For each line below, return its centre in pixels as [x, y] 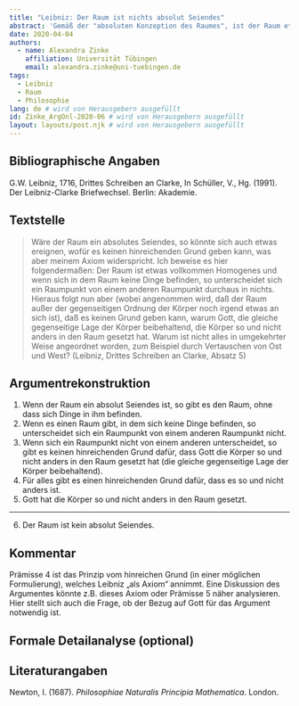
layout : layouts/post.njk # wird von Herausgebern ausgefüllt [127, 126]
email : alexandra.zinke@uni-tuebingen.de [103, 68]
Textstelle [37, 221]
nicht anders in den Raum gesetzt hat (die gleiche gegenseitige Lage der [155, 462]
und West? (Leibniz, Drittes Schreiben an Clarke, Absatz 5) [138, 355]
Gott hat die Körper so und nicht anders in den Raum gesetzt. [134, 499]
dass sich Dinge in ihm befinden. [82, 415]
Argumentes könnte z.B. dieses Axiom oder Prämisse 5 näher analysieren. [145, 594]
